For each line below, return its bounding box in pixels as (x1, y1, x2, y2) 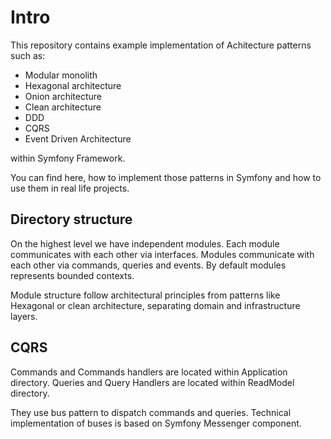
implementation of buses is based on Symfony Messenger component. (10, 417, 302, 429)
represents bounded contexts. (10, 269, 135, 281)
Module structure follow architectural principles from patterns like (10, 289, 281, 301)
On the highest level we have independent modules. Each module (10, 237, 280, 250)
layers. (10, 310, 38, 322)
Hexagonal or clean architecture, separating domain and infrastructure (10, 299, 301, 311)
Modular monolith (24, 69, 98, 81)
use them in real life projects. (10, 182, 130, 194)
